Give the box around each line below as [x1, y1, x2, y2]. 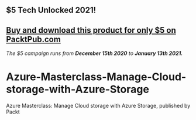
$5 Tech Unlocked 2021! [6, 5, 97, 15]
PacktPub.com [6, 34, 61, 44]
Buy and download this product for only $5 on [6, 25, 177, 35]
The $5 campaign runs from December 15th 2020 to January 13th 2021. [6, 50, 183, 57]
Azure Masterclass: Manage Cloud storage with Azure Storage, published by [6, 102, 191, 109]
